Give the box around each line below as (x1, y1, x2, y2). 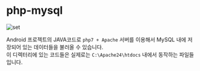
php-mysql (6, 4, 63, 17)
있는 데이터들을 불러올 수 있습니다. (22, 43, 104, 51)
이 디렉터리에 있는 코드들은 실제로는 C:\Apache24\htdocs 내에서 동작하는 (6, 51, 178, 58)
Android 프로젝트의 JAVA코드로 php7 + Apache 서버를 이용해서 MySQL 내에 (6, 35, 187, 43)
